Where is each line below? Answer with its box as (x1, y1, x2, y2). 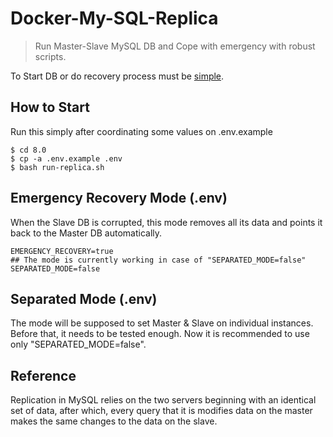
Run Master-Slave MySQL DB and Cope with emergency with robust (34, 40, 316, 52)
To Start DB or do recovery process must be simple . (10, 70, 225, 82)
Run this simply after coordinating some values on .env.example (10, 125, 273, 137)
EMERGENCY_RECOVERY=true (10, 246, 114, 256)
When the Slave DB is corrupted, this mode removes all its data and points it (10, 216, 323, 228)
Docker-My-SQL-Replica (10, 7, 219, 30)
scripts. (34, 50, 67, 62)
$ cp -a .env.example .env (10, 153, 123, 164)
